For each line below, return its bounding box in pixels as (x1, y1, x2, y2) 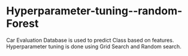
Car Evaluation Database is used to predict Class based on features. (6, 36, 174, 43)
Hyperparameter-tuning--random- (6, 4, 183, 18)
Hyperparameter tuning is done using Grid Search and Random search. (6, 43, 181, 50)
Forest (6, 17, 39, 30)
